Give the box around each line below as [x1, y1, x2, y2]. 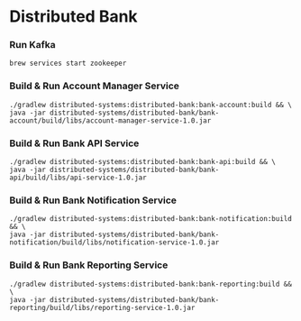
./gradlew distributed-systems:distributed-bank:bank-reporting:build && [9, 280, 293, 289]
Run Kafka [9, 39, 56, 51]
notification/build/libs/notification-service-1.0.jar [9, 238, 220, 247]
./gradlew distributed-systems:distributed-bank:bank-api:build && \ [9, 158, 277, 167]
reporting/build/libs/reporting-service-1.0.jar [9, 303, 196, 312]
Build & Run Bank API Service [9, 137, 140, 150]
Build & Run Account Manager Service [9, 79, 180, 92]
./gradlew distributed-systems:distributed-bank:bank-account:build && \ [9, 100, 293, 109]
